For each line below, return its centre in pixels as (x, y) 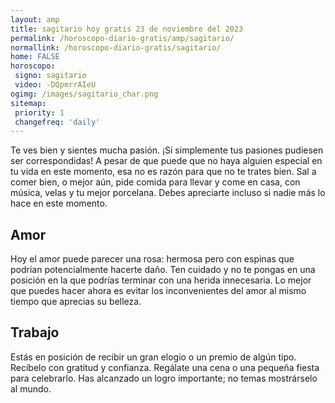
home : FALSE (35, 57)
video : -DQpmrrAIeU (55, 85)
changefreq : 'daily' (57, 122)
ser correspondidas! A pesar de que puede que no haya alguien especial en (166, 161)
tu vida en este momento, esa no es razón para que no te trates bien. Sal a (163, 172)
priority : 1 (39, 112)
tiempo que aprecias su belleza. (76, 302)
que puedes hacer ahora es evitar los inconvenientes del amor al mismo (158, 291)
